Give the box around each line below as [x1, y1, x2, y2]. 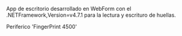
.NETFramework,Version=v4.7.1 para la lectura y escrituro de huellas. [6, 11, 176, 19]
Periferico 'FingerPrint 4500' [6, 23, 77, 30]
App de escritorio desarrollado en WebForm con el [6, 5, 132, 12]
